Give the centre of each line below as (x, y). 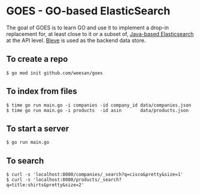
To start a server (38, 128)
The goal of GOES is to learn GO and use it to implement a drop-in (88, 28)
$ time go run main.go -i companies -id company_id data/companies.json (99, 105)
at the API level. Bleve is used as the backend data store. (76, 40)
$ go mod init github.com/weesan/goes (54, 73)
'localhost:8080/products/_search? (77, 180)
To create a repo (37, 59)
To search (25, 161)
